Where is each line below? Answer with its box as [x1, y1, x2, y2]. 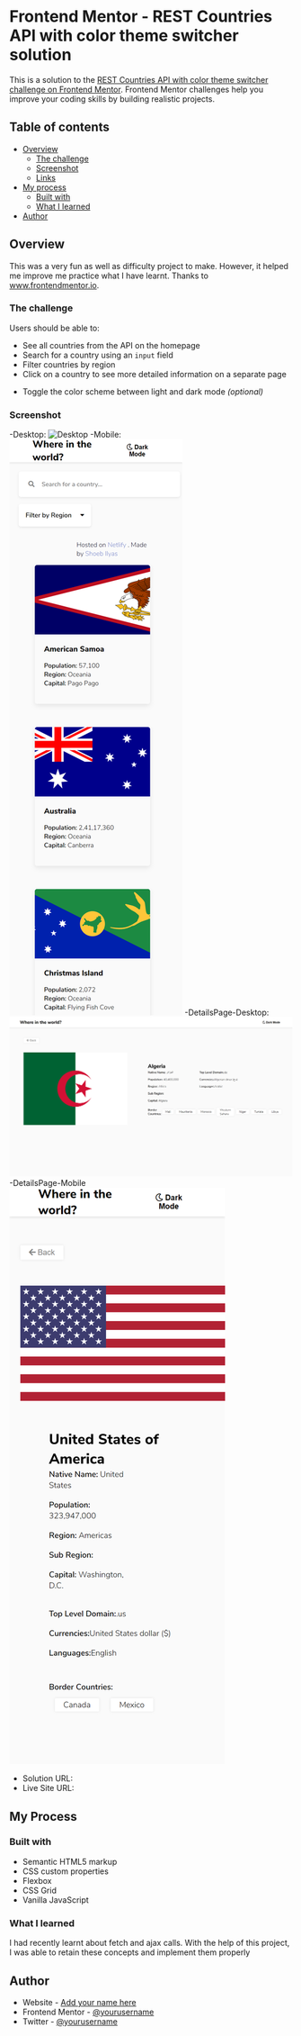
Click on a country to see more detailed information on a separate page [22, 368, 288, 379]
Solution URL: [22, 1773, 74, 1784]
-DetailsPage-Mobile [9, 1178, 86, 1189]
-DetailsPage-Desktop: [183, 1007, 270, 1018]
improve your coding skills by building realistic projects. [9, 93, 216, 104]
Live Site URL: [22, 1783, 75, 1794]
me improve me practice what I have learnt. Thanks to [9, 270, 209, 281]
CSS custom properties [22, 1866, 110, 1877]
